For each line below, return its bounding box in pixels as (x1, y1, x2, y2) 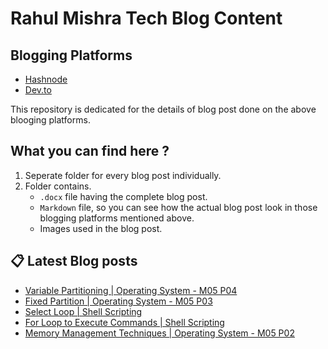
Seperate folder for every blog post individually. (24, 169, 222, 181)
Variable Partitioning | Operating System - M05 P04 (24, 284, 238, 296)
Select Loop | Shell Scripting (24, 305, 143, 317)
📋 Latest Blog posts (10, 253, 138, 270)
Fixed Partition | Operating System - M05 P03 (24, 295, 213, 307)
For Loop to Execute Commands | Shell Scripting (24, 316, 225, 328)
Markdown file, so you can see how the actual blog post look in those (39, 201, 318, 213)
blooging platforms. (10, 114, 91, 126)
